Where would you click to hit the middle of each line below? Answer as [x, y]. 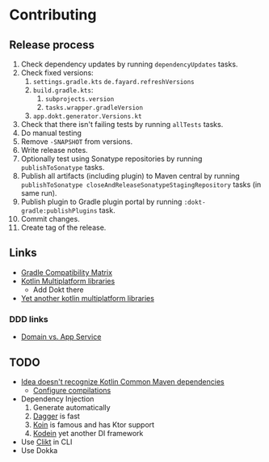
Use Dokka [39, 450]
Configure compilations [72, 390]
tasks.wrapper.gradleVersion [94, 108]
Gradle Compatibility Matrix [66, 272]
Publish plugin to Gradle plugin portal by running [101, 201]
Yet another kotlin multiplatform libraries [87, 298]
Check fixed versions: [57, 73]
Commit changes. [50, 219]
